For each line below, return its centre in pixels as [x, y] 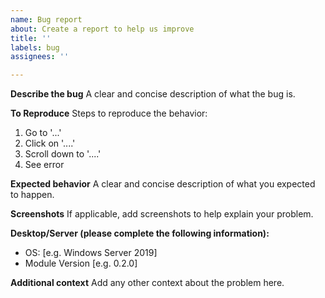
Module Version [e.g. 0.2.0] [81, 263]
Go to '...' [43, 133]
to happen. [32, 195]
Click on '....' [50, 143]
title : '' [31, 38]
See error [44, 165]
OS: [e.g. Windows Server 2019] [91, 253]
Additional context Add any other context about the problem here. [147, 283]
